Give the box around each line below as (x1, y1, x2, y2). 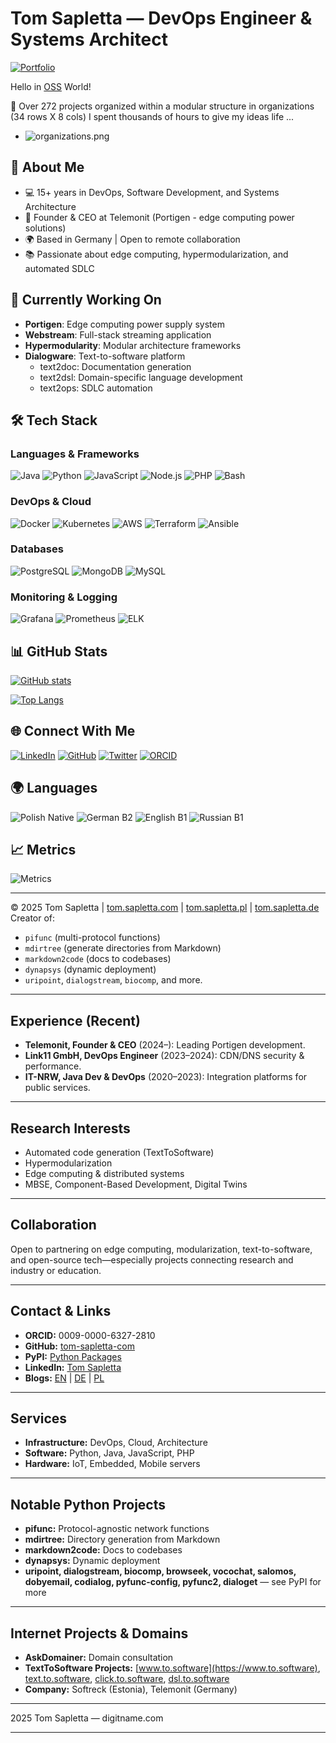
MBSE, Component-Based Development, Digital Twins (24, 1178, 248, 1191)
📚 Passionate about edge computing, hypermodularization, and (24, 248, 289, 260)
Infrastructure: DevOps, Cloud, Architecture (24, 1437, 208, 1449)
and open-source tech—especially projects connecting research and (10, 1253, 294, 1266)
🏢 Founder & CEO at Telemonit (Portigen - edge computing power (24, 211, 295, 223)
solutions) (24, 222, 67, 234)
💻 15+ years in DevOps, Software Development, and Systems (24, 186, 280, 198)
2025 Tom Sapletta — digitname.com (10, 1712, 164, 1724)
